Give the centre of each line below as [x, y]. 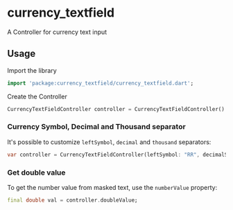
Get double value [36, 173]
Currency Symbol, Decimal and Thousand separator [96, 127]
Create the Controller [37, 96]
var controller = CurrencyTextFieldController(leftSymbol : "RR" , [103, 155]
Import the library [32, 70]
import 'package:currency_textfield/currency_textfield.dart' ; [101, 83]
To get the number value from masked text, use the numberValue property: [112, 187]
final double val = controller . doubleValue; [72, 200]
